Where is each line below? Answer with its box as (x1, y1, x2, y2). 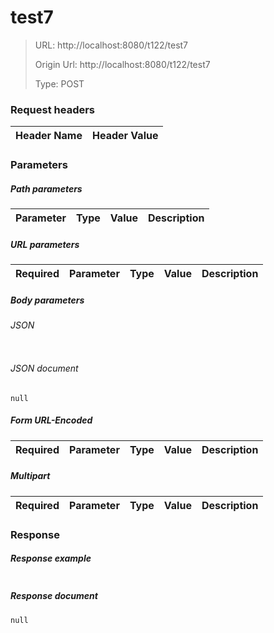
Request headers (10, 102, 96, 116)
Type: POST (34, 77, 85, 90)
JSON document (10, 362, 79, 375)
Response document (10, 590, 98, 602)
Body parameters (10, 294, 85, 306)
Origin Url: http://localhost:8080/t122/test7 (34, 58, 211, 70)
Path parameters (10, 182, 83, 195)
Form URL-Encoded (10, 414, 93, 426)
